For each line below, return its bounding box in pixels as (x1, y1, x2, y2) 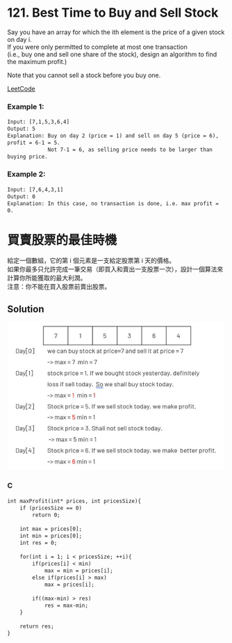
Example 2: (7, 169, 46, 179)
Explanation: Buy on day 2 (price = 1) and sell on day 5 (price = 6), (7, 132, 219, 140)
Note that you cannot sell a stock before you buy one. (7, 71, 161, 79)
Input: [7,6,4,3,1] (7, 186, 64, 193)
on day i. (7, 35, 33, 43)
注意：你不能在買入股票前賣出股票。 (7, 283, 111, 291)
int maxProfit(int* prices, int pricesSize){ (7, 498, 141, 505)
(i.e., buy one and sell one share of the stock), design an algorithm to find (7, 50, 217, 58)
